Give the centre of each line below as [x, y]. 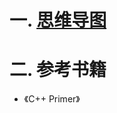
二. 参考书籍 [58, 70]
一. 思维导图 [58, 20]
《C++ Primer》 [52, 99]
